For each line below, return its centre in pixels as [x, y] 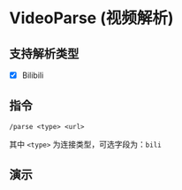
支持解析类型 [44, 53]
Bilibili [33, 75]
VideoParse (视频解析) [91, 18]
